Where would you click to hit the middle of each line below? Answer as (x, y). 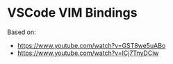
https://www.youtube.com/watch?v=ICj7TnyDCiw (88, 53)
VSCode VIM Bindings (72, 13)
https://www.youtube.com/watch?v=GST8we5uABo (91, 45)
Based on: (22, 32)
